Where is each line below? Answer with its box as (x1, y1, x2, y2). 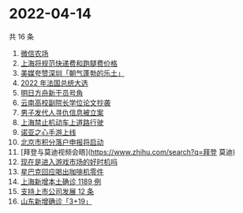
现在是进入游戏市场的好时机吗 (20, 157, 118, 166)
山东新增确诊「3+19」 (20, 196, 93, 206)
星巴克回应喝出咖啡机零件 (20, 166, 104, 176)
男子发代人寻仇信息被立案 (20, 107, 104, 117)
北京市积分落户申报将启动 (20, 137, 104, 147)
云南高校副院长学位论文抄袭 (20, 98, 111, 107)
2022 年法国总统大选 (20, 78, 89, 88)
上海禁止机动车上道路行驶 (20, 118, 104, 127)
